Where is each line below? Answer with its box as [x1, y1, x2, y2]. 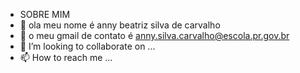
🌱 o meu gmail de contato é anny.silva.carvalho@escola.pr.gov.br [19, 30, 290, 41]
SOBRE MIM [19, 9, 71, 20]
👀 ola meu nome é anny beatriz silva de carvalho [19, 19, 221, 31]
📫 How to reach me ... [19, 52, 113, 63]
